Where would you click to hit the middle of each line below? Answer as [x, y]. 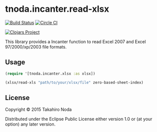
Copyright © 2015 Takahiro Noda [39, 109]
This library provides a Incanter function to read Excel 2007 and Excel [76, 41]
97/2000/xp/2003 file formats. [36, 47]
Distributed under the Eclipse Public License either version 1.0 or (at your [79, 119]
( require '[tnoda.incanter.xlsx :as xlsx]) [50, 74]
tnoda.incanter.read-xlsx [57, 9]
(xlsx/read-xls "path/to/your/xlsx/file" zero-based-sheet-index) [74, 82]
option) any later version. [30, 124]
